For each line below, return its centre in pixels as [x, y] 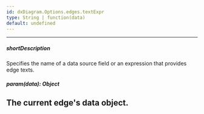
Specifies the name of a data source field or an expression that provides [97, 64]
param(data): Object [33, 84]
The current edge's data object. [67, 103]
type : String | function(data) [46, 18]
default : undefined [31, 23]
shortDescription [28, 48]
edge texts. [20, 70]
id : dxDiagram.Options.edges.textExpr [55, 12]
